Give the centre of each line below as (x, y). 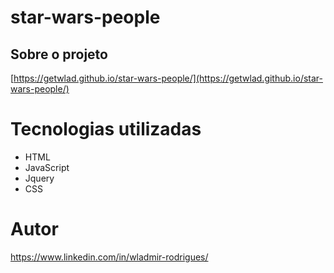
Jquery (39, 178)
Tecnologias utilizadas (106, 129)
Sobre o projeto (59, 54)
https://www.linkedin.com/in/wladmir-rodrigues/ (109, 257)
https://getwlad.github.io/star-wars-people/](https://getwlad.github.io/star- (168, 78)
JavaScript (47, 167)
